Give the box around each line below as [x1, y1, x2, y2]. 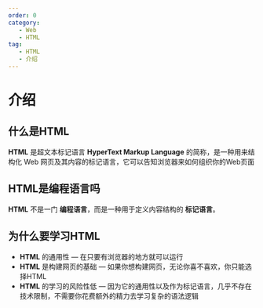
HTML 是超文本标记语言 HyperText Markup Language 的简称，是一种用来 [8, 147, 249, 157]
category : [8, 19, 41, 27]
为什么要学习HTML [8, 230, 100, 243]
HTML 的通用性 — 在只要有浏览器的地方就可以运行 [19, 252, 184, 261]
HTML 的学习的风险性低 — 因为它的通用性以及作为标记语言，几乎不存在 [19, 281, 253, 291]
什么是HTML [8, 125, 70, 138]
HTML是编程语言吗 [8, 182, 100, 196]
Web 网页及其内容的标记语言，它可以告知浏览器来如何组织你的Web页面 [23, 157, 255, 166]
